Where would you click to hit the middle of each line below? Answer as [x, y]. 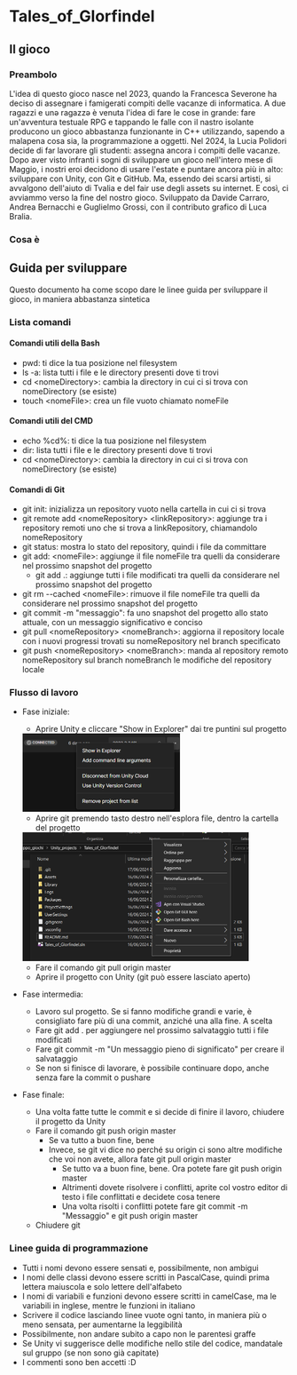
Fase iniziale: [46, 711]
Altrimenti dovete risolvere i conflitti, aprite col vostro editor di [175, 1188]
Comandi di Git [37, 489]
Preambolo [33, 75]
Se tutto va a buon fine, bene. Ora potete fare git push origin [172, 1169]
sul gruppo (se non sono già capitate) [90, 1353]
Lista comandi [40, 322]
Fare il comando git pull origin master [103, 968]
